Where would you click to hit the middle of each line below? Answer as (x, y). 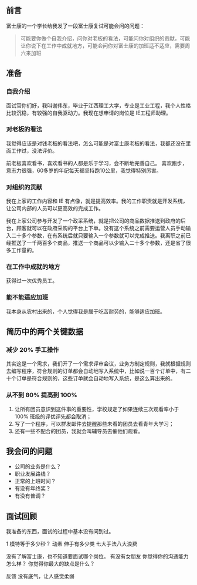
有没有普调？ (30, 496)
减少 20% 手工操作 (33, 350)
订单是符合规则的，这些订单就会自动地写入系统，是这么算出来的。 (96, 378)
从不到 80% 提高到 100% (42, 395)
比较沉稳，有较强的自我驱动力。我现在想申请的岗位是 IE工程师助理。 (89, 113)
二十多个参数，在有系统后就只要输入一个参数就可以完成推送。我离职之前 (98, 236)
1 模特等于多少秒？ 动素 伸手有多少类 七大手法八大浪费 (72, 544)
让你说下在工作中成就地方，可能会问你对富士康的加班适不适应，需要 (103, 45)
